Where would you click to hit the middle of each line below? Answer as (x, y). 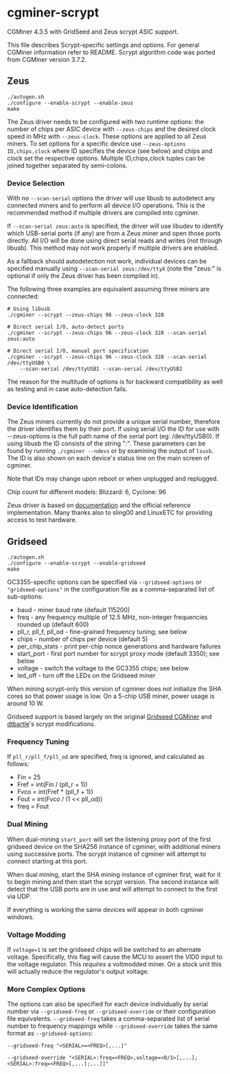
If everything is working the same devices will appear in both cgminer (105, 909)
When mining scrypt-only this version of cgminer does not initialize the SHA (114, 689)
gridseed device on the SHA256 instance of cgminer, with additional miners (114, 846)
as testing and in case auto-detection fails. (68, 389)
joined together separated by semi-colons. (67, 165)
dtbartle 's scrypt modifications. (51, 724)
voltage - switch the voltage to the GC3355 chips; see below (103, 668)
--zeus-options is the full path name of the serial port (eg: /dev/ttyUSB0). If (113, 436)
